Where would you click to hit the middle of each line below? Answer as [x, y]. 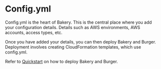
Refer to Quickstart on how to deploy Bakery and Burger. [61, 61]
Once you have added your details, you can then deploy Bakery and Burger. [80, 41]
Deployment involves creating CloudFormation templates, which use [73, 47]
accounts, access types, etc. [34, 32]
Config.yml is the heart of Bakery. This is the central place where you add [78, 22]
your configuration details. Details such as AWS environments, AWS [73, 27]
